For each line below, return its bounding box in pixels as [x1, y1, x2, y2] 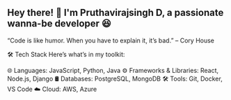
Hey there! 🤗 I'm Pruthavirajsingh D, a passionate [7, 7, 224, 19]
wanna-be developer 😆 [7, 18, 111, 30]
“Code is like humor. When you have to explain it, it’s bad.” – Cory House [7, 36, 214, 44]
